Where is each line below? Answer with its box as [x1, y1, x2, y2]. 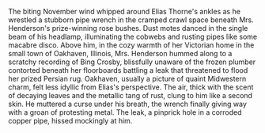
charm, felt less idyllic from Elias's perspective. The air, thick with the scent [8, 82, 254, 92]
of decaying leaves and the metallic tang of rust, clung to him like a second [8, 91, 253, 100]
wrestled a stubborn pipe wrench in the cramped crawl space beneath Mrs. [8, 15, 255, 25]
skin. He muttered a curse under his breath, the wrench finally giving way [8, 99, 248, 108]
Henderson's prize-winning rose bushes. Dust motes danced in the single [8, 24, 248, 32]
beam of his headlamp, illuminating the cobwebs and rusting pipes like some [8, 32, 258, 41]
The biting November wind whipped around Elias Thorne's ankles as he [8, 7, 241, 16]
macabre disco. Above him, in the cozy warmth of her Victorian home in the [8, 40, 255, 50]
